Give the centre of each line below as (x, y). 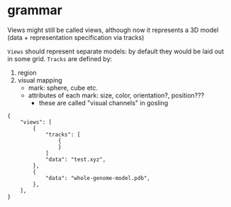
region (27, 73)
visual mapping (40, 80)
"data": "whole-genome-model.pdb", (98, 178)
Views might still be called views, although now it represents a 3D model (113, 30)
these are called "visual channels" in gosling (103, 102)
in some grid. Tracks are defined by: (60, 58)
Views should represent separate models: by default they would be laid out (116, 51)
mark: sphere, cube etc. (63, 87)
